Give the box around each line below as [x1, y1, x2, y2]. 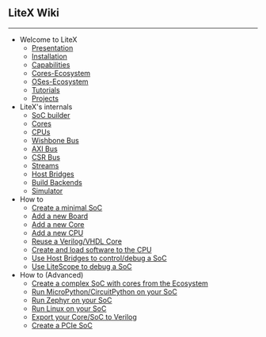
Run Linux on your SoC [31, 304, 107, 313]
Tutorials [31, 85, 61, 94]
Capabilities [31, 59, 70, 70]
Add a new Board [31, 211, 89, 221]
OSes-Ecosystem [31, 77, 89, 86]
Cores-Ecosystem [31, 68, 91, 78]
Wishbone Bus [31, 135, 79, 145]
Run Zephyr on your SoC [31, 295, 112, 305]
